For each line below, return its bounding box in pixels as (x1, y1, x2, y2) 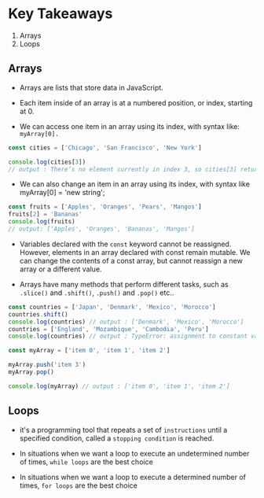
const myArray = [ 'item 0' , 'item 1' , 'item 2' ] (8, 347, 170, 355)
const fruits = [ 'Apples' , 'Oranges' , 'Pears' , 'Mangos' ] (8, 203, 202, 211)
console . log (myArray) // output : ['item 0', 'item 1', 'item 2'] (8, 382, 230, 390)
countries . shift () (8, 310, 68, 319)
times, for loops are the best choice (19, 481, 137, 490)
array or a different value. (19, 264, 102, 274)
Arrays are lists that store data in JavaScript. (19, 83, 163, 92)
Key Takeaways (8, 5, 113, 23)
